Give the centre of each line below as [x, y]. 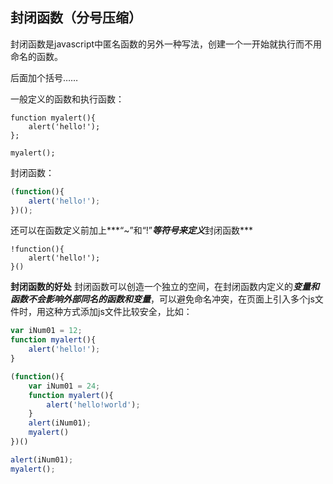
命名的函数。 [36, 56]
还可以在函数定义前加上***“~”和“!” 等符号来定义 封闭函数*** [132, 230]
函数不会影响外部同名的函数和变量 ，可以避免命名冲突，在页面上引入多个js [162, 299]
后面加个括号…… [44, 77]
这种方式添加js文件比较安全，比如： [118, 312]
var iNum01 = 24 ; [64, 386]
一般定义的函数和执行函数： [67, 99]
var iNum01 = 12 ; [46, 331]
